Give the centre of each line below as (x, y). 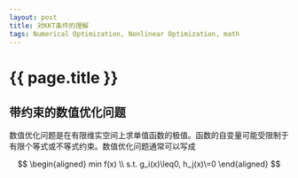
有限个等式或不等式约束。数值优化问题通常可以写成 (102, 146)
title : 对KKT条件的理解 (49, 26)
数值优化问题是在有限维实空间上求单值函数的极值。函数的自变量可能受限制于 (149, 135)
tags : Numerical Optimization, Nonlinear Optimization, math (125, 34)
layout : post (33, 17)
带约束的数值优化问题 (67, 112)
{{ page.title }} (64, 77)
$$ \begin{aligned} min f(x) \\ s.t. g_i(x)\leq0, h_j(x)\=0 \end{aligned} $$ (149, 164)
